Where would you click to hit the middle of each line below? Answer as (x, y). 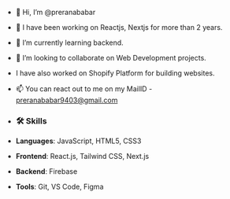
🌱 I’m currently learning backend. (69, 42)
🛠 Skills (31, 120)
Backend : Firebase (46, 171)
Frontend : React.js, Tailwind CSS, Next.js (82, 157)
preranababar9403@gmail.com (67, 100)
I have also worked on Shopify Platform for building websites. (115, 73)
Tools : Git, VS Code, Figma (59, 187)
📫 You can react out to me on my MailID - (84, 89)
